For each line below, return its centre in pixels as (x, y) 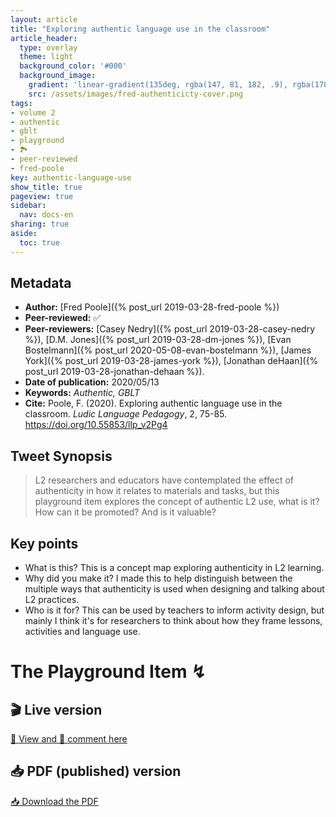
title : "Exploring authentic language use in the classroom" (140, 29)
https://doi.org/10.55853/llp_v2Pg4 (96, 425)
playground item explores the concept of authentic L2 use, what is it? (177, 502)
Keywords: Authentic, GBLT (82, 393)
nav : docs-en (46, 215)
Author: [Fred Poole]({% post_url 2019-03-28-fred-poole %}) (152, 307)
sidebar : (28, 206)
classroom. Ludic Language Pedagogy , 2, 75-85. (126, 414)
